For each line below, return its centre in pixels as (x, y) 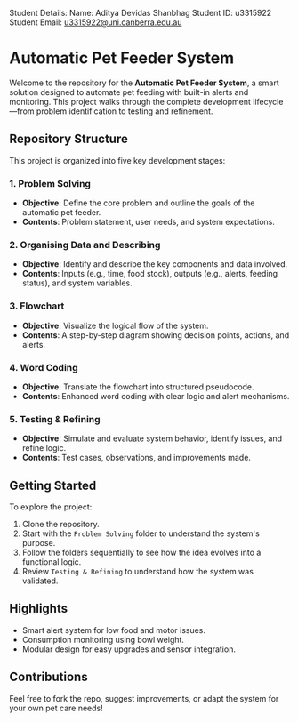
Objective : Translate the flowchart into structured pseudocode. (138, 387)
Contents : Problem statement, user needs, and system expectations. (149, 222)
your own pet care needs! (56, 708)
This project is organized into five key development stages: (117, 160)
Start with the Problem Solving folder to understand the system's (141, 533)
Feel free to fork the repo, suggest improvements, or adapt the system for (144, 698)
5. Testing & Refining (55, 419)
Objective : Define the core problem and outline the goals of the (138, 203)
